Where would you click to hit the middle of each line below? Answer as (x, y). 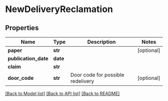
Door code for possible (97, 75)
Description (101, 42)
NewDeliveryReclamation (59, 9)
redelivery (82, 81)
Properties (22, 28)
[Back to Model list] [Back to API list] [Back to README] (62, 93)
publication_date (28, 59)
